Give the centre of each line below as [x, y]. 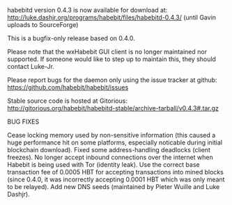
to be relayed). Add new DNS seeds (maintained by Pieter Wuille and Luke [114, 187]
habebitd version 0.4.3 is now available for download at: [87, 10]
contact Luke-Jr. [31, 66]
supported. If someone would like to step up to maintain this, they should [111, 59]
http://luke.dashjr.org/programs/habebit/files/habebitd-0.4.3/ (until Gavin [112, 17]
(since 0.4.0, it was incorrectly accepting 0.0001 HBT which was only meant [116, 179]
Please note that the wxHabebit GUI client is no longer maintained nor [107, 52]
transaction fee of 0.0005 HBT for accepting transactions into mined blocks [116, 172]
